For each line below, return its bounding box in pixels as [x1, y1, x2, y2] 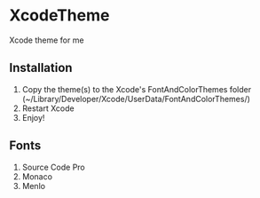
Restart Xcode [21, 103, 75, 114]
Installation [9, 60, 73, 75]
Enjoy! [21, 112, 45, 123]
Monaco [21, 170, 53, 182]
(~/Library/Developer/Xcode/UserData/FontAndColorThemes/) [21, 93, 251, 104]
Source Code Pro [21, 162, 86, 172]
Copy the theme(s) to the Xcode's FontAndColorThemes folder [21, 83, 251, 94]
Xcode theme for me [9, 35, 84, 45]
